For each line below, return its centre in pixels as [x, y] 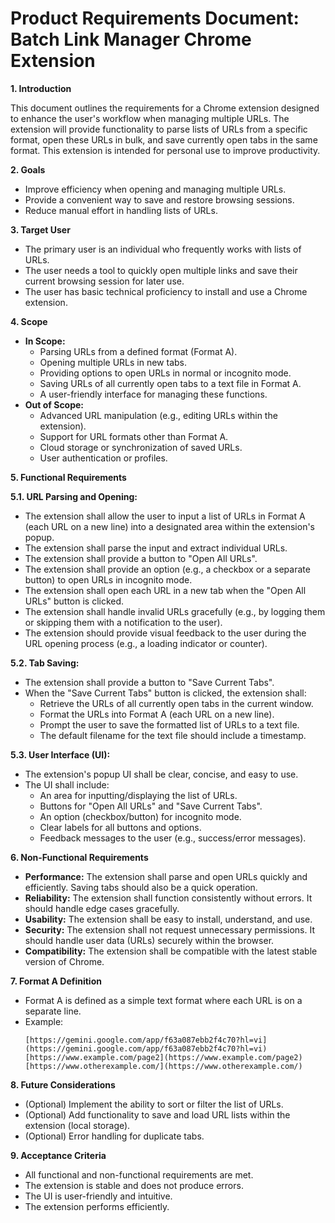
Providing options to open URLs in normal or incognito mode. [165, 373]
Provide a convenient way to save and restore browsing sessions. [159, 199]
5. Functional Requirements [68, 477]
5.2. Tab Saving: [45, 663]
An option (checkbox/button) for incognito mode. [140, 816]
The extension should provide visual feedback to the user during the [165, 633]
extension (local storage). [77, 1125]
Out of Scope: [54, 404]
